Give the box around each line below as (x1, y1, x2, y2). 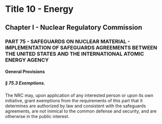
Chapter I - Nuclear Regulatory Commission (5, 23, 142, 32)
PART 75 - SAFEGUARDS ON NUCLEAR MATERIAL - (5, 38, 130, 45)
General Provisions (5, 69, 45, 75)
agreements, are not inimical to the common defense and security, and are (5, 108, 157, 114)
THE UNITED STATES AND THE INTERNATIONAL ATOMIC (5, 50, 144, 57)
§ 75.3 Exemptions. (5, 80, 45, 86)
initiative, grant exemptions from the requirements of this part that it (5, 98, 143, 104)
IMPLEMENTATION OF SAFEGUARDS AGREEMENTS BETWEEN (5, 44, 158, 51)
